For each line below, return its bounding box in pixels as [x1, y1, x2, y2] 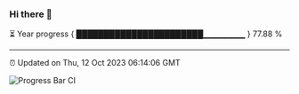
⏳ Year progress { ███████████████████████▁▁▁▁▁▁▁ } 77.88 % [9, 28, 283, 39]
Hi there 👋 [9, 8, 53, 20]
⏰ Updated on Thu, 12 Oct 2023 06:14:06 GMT [9, 58, 181, 68]
